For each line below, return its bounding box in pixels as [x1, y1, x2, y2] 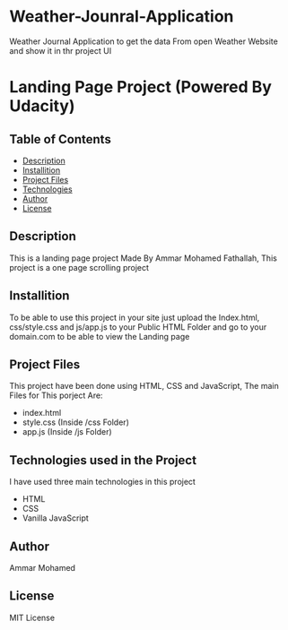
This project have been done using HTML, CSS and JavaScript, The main [9, 381, 280, 392]
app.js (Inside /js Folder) [22, 427, 112, 437]
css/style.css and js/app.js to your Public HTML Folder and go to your [9, 321, 267, 332]
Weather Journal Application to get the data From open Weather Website [9, 36, 278, 47]
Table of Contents [9, 132, 112, 147]
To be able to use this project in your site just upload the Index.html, [9, 312, 260, 323]
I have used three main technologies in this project [9, 477, 196, 488]
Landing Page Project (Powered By [9, 77, 272, 98]
